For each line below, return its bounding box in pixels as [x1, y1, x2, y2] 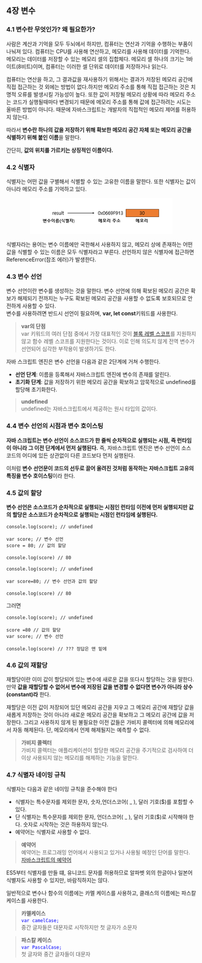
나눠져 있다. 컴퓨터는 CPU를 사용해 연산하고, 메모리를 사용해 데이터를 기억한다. [6, 48, 191, 55]
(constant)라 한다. [6, 691, 51, 698]
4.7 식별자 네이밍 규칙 [6, 771, 66, 779]
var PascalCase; [21, 944, 62, 951]
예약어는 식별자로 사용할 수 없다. [14, 829, 91, 836]
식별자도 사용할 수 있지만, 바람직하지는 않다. [6, 877, 110, 884]
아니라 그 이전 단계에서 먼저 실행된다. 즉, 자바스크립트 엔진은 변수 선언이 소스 [12, 444, 192, 451]
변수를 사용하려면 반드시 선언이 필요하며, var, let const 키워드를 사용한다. [6, 310, 178, 317]
